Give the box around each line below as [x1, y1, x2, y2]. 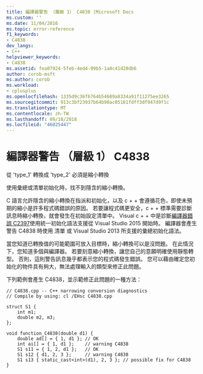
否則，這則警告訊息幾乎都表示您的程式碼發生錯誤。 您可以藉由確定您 [18, 256, 190, 263]
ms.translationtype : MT [6, 104, 67, 111]
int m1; [17, 309, 36, 316]
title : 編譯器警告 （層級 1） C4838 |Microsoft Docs [6, 8, 135, 15]
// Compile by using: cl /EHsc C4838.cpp [6, 293, 113, 299]
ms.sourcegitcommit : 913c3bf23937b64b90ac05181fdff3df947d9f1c [6, 99, 170, 105]
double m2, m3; [17, 314, 56, 321]
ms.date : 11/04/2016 [6, 20, 59, 26]
